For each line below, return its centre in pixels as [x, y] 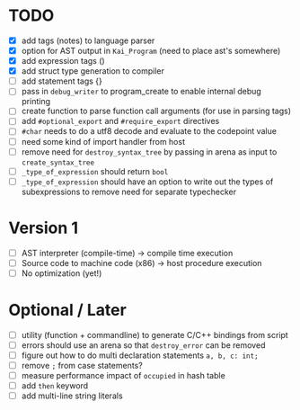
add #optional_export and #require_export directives [120, 121]
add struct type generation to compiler [93, 71]
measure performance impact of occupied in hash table [123, 376]
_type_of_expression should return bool [95, 171]
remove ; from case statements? [82, 365]
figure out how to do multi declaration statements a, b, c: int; [140, 355]
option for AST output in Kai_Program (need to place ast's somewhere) [151, 51]
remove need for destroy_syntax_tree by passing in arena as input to [149, 152]
